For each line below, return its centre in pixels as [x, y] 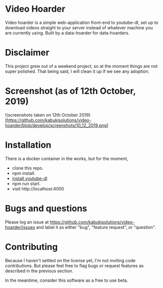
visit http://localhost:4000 [38, 188]
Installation [28, 145]
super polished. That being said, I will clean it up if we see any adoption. [77, 71]
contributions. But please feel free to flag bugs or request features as [74, 266]
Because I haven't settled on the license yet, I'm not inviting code [70, 260]
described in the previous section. [39, 271]
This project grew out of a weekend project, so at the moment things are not [81, 66]
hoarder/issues [20, 227]
